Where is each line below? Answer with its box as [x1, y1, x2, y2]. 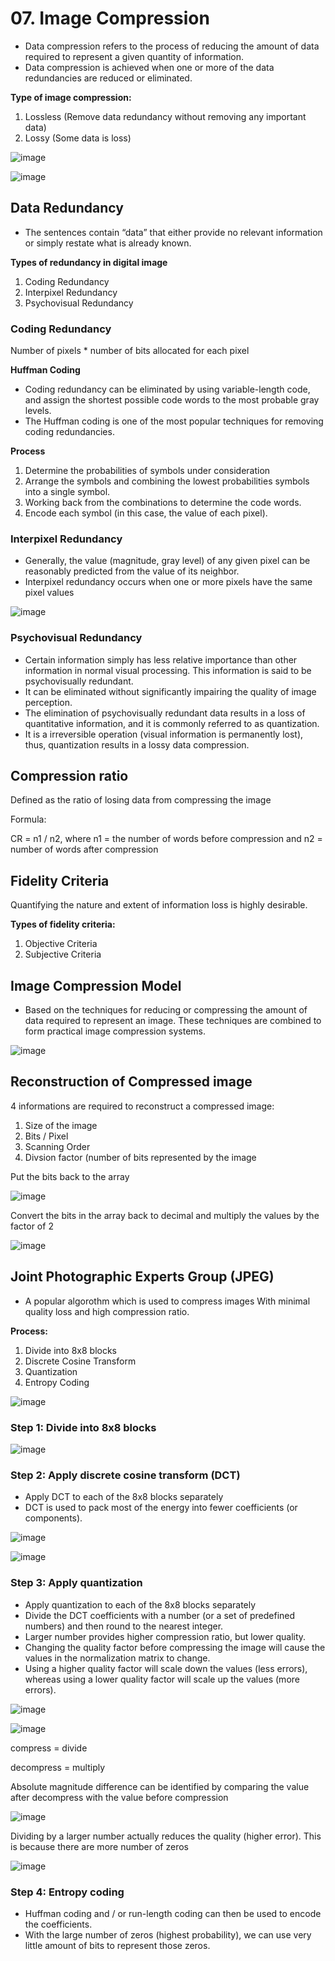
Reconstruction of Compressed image [10, 1073, 253, 1091]
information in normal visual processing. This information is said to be [24, 664, 312, 676]
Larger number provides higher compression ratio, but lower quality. [24, 1630, 307, 1642]
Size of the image [24, 1119, 98, 1131]
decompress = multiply [10, 1761, 106, 1773]
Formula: [10, 813, 47, 826]
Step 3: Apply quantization [10, 1576, 143, 1590]
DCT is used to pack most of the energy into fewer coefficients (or [24, 1502, 298, 1514]
